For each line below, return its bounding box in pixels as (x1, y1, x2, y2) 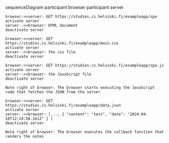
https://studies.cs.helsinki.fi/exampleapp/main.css (5, 41, 119, 46)
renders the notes (5, 134, 44, 139)
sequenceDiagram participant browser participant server (5, 5, 124, 10)
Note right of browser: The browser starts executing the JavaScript (5, 85, 155, 90)
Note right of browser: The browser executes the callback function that (5, 129, 164, 134)
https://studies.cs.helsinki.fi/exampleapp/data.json (5, 103, 121, 108)
